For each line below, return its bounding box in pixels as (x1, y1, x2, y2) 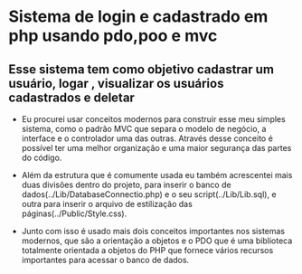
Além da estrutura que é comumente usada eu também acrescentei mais (21, 170, 293, 180)
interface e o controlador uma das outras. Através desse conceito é (21, 133, 273, 144)
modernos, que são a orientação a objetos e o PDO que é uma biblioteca (21, 235, 293, 246)
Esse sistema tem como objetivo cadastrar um (8, 61, 275, 77)
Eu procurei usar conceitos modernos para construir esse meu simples (21, 114, 286, 124)
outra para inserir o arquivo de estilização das (21, 199, 193, 209)
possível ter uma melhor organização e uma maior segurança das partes (21, 143, 292, 153)
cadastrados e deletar (8, 90, 135, 105)
